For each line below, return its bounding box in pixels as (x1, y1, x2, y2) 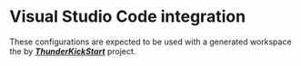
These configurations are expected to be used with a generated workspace (9, 36, 293, 47)
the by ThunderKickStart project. (9, 45, 136, 56)
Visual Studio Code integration (9, 6, 246, 27)
